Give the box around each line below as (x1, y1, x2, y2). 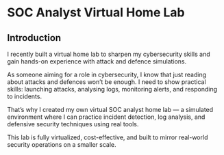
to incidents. (7, 92, 42, 100)
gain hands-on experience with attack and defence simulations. (7, 57, 187, 66)
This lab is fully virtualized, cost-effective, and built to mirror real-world (7, 133, 208, 141)
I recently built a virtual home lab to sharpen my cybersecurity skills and (7, 50, 210, 58)
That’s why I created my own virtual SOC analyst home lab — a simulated (7, 106, 214, 113)
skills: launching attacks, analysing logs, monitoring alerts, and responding (7, 85, 218, 93)
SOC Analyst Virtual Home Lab (7, 5, 185, 20)
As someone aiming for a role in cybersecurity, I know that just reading (7, 70, 207, 79)
